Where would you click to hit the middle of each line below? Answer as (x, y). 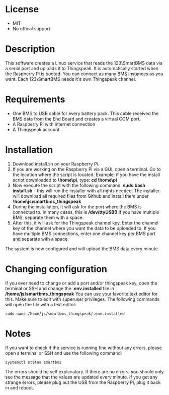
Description (30, 49)
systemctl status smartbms (33, 362)
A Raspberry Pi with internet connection (54, 124)
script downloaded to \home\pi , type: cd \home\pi (65, 180)
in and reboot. (20, 387)
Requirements (35, 100)
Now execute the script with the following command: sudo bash (79, 185)
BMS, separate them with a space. (48, 217)
